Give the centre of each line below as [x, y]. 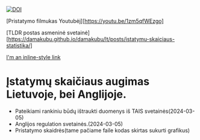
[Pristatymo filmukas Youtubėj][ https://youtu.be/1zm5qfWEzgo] [85, 21]
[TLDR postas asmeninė [36, 33]
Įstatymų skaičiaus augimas [78, 82]
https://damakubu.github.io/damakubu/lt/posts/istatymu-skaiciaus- [92, 39]
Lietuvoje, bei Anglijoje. [66, 94]
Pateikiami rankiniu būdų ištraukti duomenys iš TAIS [79, 111]
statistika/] [19, 46]
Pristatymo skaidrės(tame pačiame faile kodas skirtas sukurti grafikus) [102, 130]
